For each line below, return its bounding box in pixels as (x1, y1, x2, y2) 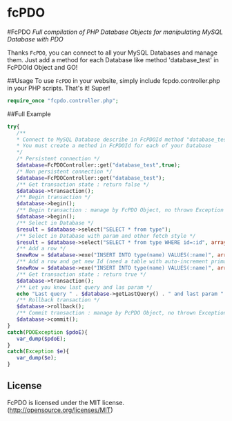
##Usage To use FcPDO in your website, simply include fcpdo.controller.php (7, 76, 220, 84)
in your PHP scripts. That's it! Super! (7, 84, 110, 92)
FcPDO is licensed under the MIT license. (7, 398, 125, 406)
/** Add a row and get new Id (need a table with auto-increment (16, 258, 209, 265)
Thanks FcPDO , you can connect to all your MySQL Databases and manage (7, 48, 217, 57)
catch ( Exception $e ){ (7, 348, 70, 355)
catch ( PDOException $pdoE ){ (7, 328, 88, 336)
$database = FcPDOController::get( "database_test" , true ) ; (16, 162, 181, 169)
